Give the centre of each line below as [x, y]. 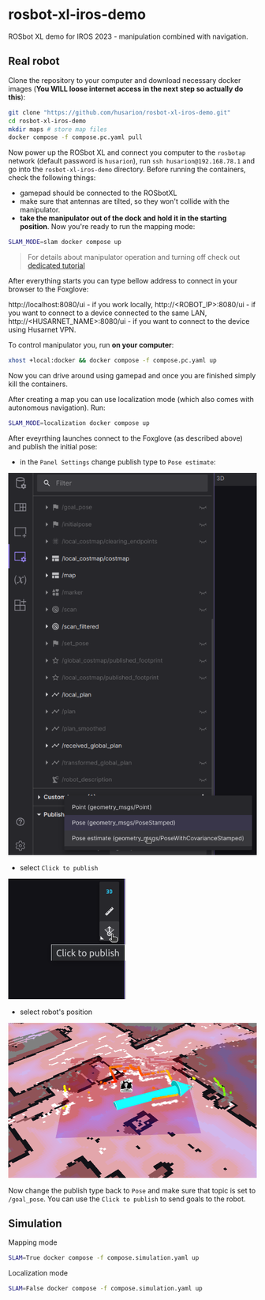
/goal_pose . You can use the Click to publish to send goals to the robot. [127, 1199]
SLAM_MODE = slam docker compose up [65, 242]
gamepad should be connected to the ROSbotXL [98, 193]
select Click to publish [59, 868]
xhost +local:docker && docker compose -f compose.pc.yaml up [112, 361]
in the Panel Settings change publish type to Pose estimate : [118, 462]
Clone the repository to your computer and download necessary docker [125, 80]
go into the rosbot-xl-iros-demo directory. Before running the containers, [127, 169]
